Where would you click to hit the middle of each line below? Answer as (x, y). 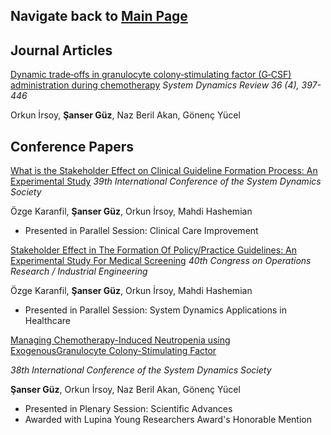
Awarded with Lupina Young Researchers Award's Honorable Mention (168, 420)
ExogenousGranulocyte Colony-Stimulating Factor (113, 351)
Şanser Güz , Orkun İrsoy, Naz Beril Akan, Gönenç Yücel (125, 390)
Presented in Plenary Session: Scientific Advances (128, 409)
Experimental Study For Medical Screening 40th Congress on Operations (161, 261)
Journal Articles (61, 50)
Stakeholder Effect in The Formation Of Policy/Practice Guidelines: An (154, 250)
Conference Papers (72, 146)
